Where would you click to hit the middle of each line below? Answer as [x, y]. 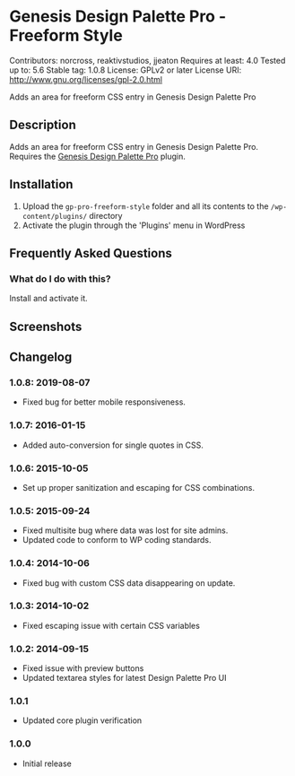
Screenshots [46, 326]
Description [43, 125]
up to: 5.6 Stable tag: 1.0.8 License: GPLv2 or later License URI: [126, 70]
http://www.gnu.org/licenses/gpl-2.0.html [86, 79]
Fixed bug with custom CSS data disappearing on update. [129, 583]
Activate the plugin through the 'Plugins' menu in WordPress [134, 225]
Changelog [41, 357]
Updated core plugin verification [82, 720]
